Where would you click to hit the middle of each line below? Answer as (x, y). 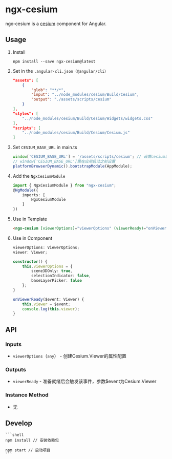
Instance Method (27, 395)
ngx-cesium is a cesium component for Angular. (56, 24)
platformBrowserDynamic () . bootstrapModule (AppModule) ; (72, 166)
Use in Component (33, 238)
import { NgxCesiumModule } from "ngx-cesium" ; (64, 185)
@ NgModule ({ (25, 190)
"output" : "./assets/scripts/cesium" (71, 99)
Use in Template (30, 219)
